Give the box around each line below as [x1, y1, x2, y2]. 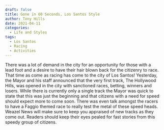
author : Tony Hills [5, 16, 45, 21]
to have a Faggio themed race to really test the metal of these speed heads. [5, 104, 158, 109]
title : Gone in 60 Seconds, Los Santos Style [5, 12, 100, 17]
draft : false [5, 7, 32, 12]
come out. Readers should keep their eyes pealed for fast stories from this [5, 114, 156, 120]
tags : [5, 35, 16, 40]
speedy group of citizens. [5, 119, 57, 125]
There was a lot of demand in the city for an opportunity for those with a [5, 62, 151, 68]
